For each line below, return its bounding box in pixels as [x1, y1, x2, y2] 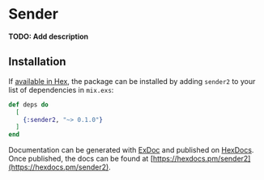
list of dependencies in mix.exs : [8, 85, 114, 94]
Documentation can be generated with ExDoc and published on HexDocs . [8, 145, 254, 155]
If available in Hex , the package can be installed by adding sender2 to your [8, 76, 256, 86]
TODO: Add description [8, 31, 89, 41]
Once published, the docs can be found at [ [8, 154, 154, 164]
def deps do [8, 100, 49, 109]
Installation [8, 55, 66, 69]
